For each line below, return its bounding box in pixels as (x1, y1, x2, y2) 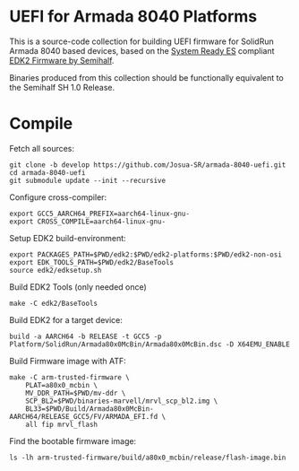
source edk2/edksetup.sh (9, 266, 102, 275)
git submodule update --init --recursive (9, 176, 167, 185)
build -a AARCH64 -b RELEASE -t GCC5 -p (9, 332, 163, 341)
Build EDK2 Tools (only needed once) (9, 281, 148, 292)
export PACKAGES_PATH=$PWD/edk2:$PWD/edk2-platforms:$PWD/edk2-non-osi (9, 249, 282, 259)
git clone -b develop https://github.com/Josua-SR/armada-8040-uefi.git (9, 160, 286, 170)
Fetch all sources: (9, 143, 74, 153)
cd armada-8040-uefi (9, 168, 87, 177)
